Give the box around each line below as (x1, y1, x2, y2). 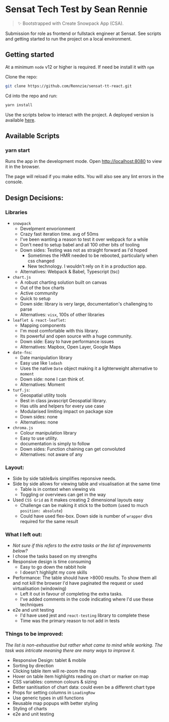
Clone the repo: (5, 73, 38, 79)
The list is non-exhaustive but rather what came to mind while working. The (5, 642, 163, 648)
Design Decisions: (5, 193, 64, 202)
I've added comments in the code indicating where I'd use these (20, 596, 154, 603)
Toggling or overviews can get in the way (20, 492, 106, 498)
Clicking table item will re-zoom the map (12, 668, 97, 674)
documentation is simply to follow (20, 440, 90, 446)
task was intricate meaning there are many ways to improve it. (5, 647, 135, 653)
